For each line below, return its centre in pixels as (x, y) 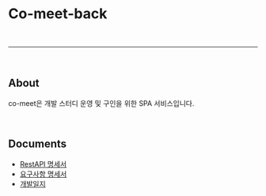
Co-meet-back (58, 14)
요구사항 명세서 (43, 174)
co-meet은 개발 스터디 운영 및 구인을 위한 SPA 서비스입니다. (101, 103)
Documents (38, 144)
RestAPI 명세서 (43, 164)
